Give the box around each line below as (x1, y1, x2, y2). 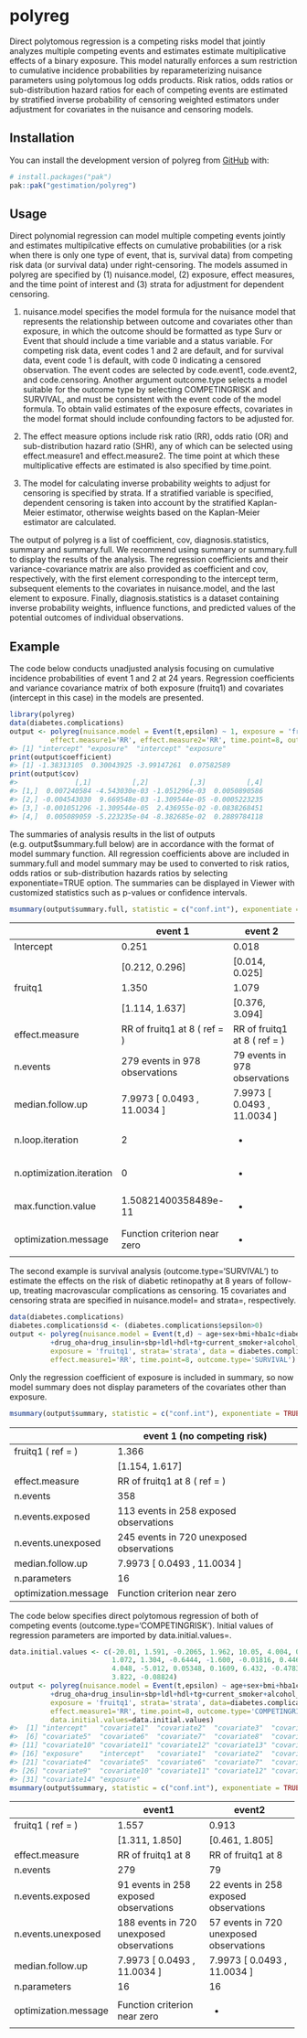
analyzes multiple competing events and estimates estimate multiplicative (9, 45, 286, 56)
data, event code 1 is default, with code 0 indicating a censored (22, 355, 262, 366)
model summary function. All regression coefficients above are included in (9, 848, 290, 859)
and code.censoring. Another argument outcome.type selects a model (22, 374, 288, 385)
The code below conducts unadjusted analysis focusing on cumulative (9, 663, 275, 674)
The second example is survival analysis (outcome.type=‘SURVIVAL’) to (9, 1266, 279, 1277)
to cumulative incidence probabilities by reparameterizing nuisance (9, 65, 262, 76)
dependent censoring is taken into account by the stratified (22, 498, 247, 509)
